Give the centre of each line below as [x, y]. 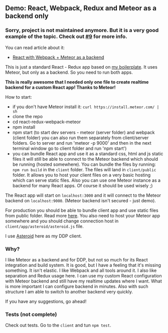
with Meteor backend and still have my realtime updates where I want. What [83, 281]
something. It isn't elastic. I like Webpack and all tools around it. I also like [81, 270]
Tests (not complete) [31, 314]
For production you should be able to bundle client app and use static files [82, 210]
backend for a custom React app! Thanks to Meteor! [61, 87]
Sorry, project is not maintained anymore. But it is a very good [82, 31]
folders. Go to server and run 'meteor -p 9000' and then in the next [82, 143]
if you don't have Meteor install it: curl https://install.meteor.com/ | [86, 107]
